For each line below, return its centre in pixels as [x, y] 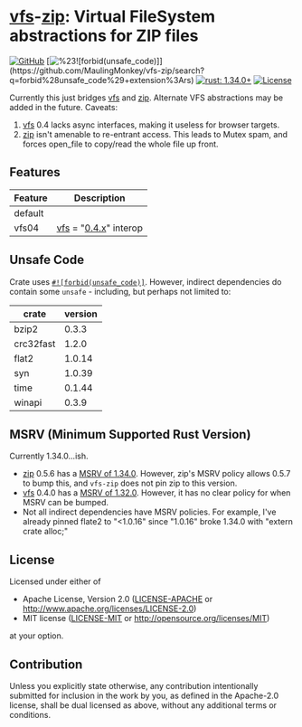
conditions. [30, 715]
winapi [28, 402]
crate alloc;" [45, 532]
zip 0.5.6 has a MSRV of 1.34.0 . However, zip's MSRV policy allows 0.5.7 [156, 474]
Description [99, 198]
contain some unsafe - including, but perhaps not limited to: [120, 291]
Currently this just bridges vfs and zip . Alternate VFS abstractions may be [146, 98]
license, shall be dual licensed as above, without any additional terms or [143, 705]
